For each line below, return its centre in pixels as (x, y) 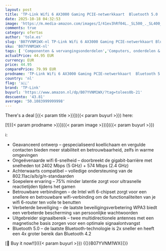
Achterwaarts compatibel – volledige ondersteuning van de (72, 171)
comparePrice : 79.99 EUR (31, 70)
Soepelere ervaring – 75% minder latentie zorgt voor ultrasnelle (77, 181)
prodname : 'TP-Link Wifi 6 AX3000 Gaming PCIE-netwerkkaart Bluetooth (80, 74)
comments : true (21, 28)
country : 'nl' (20, 78)
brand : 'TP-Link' (23, 88)
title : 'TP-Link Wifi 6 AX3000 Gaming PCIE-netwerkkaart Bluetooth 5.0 (82, 14)
